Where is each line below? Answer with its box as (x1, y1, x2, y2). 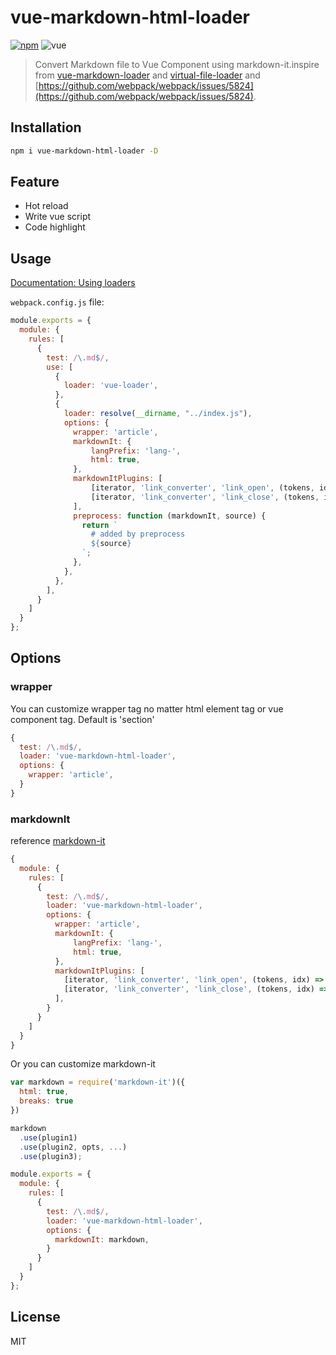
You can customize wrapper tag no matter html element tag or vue (10, 702, 284, 715)
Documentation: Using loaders (10, 277, 136, 289)
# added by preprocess (90, 529, 186, 540)
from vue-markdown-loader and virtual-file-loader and (34, 69, 261, 81)
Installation (10, 119, 82, 136)
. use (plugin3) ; (19, 1151, 83, 1161)
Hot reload (24, 200, 69, 212)
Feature (10, 174, 60, 191)
